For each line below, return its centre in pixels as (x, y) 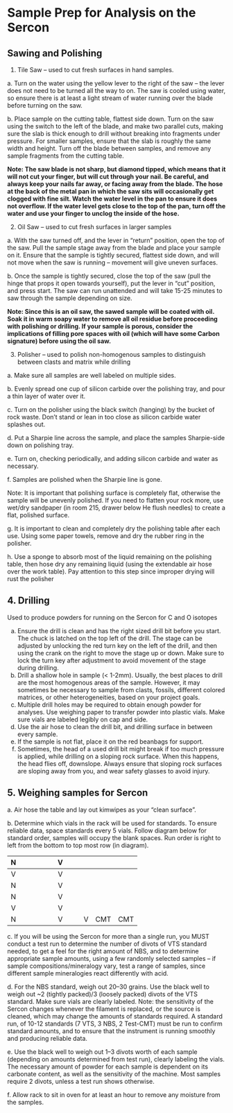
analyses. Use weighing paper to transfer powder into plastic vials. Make (121, 712)
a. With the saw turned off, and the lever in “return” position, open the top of (116, 240)
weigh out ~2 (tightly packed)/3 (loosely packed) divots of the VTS (102, 994)
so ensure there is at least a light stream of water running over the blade (110, 98)
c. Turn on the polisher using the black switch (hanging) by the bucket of (111, 410)
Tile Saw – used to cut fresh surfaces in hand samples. (95, 70)
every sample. (37, 734)
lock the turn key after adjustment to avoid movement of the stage (112, 660)
